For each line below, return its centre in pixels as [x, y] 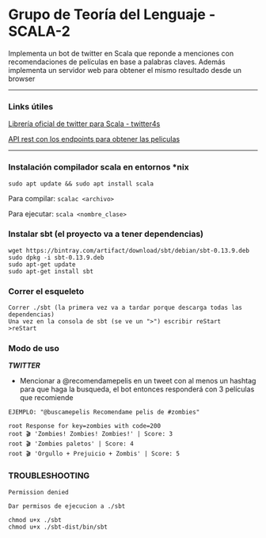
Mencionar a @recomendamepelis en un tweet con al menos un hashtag [138, 381]
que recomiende [46, 398]
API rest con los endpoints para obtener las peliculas [94, 139]
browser [22, 78]
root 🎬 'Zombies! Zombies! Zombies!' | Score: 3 [90, 434]
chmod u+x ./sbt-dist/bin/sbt [58, 527]
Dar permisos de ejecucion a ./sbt [67, 506]
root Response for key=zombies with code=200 [84, 426]
